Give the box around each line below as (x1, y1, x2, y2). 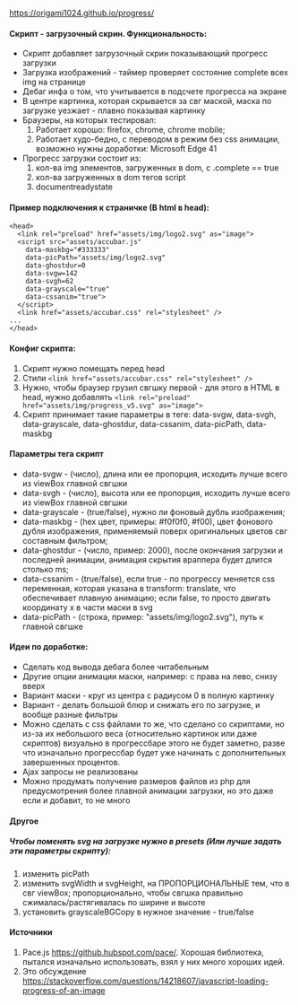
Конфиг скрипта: (9, 343, 76, 354)
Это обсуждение (21, 966, 87, 976)
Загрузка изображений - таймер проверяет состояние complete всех (21, 67, 289, 78)
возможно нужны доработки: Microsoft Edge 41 (35, 144, 218, 154)
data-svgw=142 (25, 269, 78, 278)
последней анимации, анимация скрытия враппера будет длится (21, 554, 273, 564)
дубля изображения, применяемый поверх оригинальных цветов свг (21, 525, 288, 537)
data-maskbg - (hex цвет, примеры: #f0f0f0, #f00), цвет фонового (21, 516, 274, 527)
